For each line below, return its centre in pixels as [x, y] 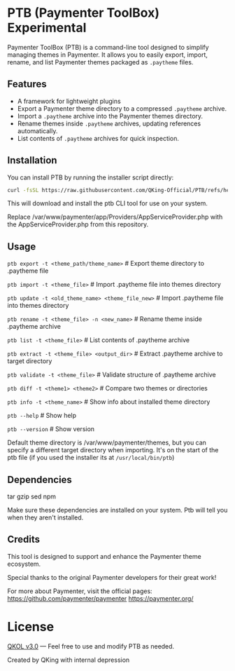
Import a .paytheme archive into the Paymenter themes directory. [110, 116]
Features [27, 84]
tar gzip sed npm [32, 496]
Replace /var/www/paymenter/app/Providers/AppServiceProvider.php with [115, 217]
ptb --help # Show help [42, 416]
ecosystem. [24, 564]
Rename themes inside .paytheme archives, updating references [109, 123]
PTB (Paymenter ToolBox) [83, 13]
